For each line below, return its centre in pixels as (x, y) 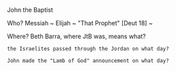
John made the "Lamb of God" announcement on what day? (88, 61)
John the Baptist (30, 10)
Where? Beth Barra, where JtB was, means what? (77, 36)
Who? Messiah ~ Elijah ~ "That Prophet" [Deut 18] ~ (80, 23)
